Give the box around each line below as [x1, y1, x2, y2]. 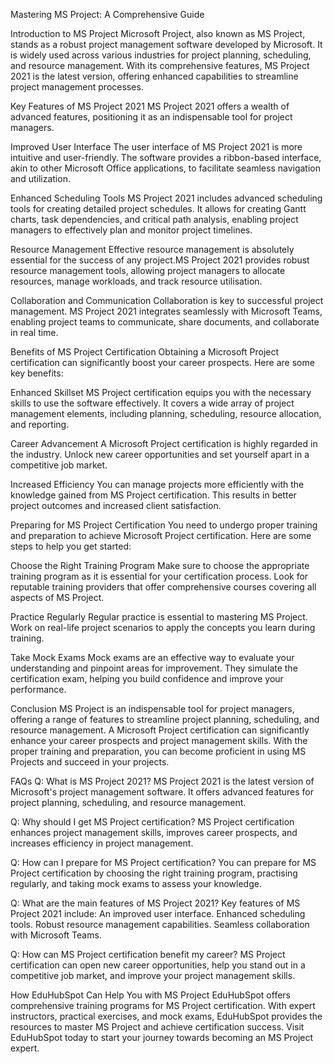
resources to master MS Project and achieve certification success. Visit [10, 1021, 305, 1033]
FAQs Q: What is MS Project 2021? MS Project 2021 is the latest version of [10, 775, 315, 787]
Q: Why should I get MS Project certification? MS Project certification [10, 816, 295, 828]
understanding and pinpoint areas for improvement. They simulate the [10, 662, 298, 674]
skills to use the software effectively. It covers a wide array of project [10, 397, 295, 409]
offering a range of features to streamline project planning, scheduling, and [10, 714, 320, 725]
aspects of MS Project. [10, 592, 105, 603]
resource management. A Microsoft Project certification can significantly [10, 724, 310, 736]
